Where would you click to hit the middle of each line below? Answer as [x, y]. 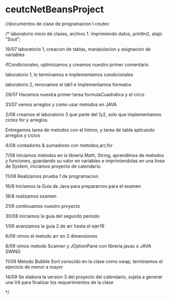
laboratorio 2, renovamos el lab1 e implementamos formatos [68, 84]
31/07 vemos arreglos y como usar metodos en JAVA [61, 104]
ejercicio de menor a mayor [34, 267]
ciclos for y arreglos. [27, 120]
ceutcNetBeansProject [55, 10]
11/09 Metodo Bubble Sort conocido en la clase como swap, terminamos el [84, 261]
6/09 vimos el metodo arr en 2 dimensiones [51, 236]
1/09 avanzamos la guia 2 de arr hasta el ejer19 [55, 226]
